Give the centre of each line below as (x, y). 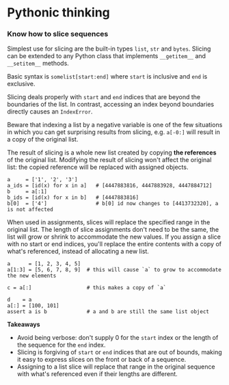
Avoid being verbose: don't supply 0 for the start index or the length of (118, 338)
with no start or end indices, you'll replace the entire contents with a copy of (114, 244)
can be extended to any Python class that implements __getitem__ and (107, 56)
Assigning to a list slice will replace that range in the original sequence (116, 367)
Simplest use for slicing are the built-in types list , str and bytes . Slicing (109, 49)
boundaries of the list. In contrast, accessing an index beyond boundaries (110, 105)
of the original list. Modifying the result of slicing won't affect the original (109, 160)
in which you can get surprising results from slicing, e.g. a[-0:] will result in (114, 132)
